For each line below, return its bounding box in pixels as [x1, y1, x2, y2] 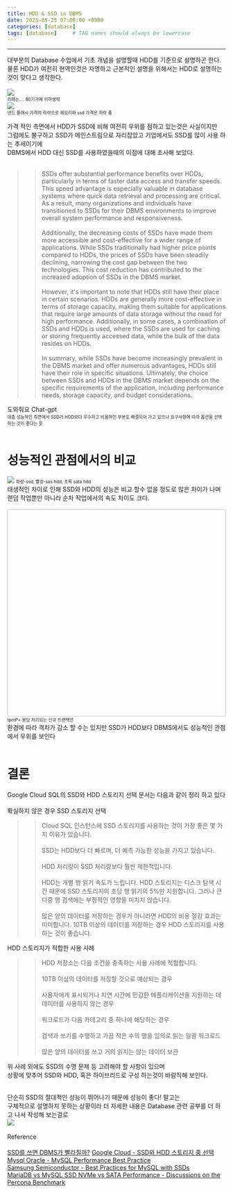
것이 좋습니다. [54, 929, 92, 937]
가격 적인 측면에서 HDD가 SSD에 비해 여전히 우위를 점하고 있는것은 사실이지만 [7, 122, 218, 131]
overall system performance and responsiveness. [41, 214, 183, 222]
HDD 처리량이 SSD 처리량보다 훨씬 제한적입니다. [41, 862, 173, 871]
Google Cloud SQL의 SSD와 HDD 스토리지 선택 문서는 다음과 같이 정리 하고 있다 [7, 791, 226, 799]
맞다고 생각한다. [19, 74, 63, 82]
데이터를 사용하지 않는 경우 [41, 999, 114, 1008]
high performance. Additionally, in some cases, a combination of [41, 317, 226, 326]
